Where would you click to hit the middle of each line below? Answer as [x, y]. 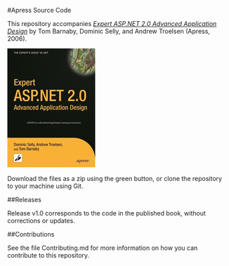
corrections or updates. [41, 221]
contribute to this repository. [48, 255]
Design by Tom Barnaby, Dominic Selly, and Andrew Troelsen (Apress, [109, 31]
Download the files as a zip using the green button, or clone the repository [115, 179]
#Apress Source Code [39, 10]
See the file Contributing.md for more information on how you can [103, 248]
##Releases [25, 200]
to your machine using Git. [45, 186]
